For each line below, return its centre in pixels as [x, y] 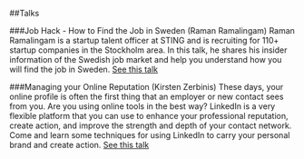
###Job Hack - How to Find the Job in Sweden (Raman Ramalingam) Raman [152, 30]
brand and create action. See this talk [79, 145]
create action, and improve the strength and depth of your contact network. [151, 125]
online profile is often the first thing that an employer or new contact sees [147, 96]
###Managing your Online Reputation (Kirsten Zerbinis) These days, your [147, 87]
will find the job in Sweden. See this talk [84, 69]
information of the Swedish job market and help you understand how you [146, 60]
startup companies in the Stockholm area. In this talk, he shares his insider [148, 50]
